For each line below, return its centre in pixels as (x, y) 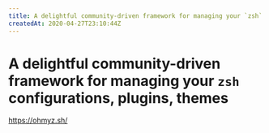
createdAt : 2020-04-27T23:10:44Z (65, 24)
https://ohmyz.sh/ (38, 120)
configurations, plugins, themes (119, 98)
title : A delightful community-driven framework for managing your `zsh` (136, 16)
